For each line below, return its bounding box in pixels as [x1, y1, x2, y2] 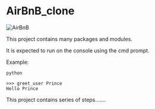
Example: [6, 58, 29, 66]
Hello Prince [6, 85, 39, 92]
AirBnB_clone [6, 4, 75, 18]
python [6, 70, 23, 76]
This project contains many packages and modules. [6, 35, 132, 42]
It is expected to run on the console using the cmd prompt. [6, 46, 150, 54]
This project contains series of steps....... [6, 96, 106, 103]
